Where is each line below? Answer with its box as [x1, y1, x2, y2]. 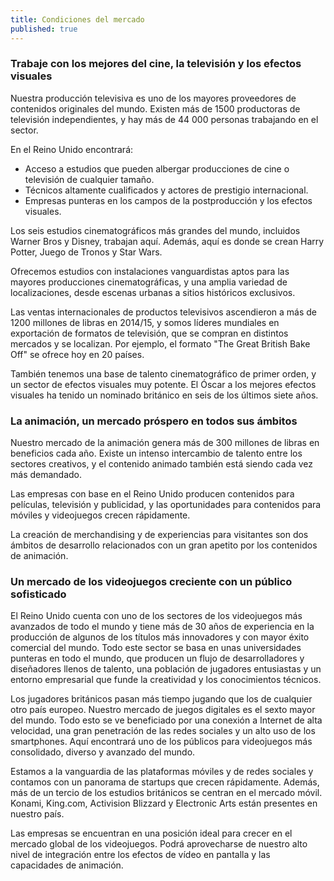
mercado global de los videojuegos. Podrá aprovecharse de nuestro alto [10, 838, 308, 850]
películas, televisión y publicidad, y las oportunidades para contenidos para [10, 499, 322, 511]
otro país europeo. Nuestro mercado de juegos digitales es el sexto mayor [10, 704, 316, 716]
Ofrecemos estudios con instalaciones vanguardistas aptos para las [10, 265, 290, 277]
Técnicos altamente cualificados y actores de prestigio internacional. [24, 184, 309, 196]
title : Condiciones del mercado [10, 14, 145, 25]
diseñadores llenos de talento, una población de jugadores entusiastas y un [10, 663, 322, 675]
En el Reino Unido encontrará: [10, 143, 134, 155]
